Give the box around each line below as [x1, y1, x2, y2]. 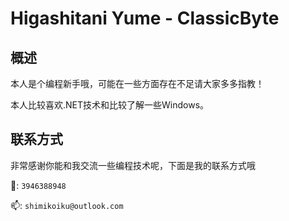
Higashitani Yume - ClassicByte [10, 7, 280, 30]
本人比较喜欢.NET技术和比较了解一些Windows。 [10, 99, 210, 111]
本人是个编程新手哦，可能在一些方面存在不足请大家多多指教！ [10, 78, 265, 89]
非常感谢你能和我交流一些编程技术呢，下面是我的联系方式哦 [10, 159, 256, 171]
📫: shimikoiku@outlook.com [10, 199, 124, 211]
